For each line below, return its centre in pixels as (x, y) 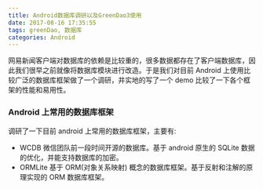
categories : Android (42, 37)
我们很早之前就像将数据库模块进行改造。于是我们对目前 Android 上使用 (129, 71)
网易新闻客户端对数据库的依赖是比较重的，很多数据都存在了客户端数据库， (128, 60)
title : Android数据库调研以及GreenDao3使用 (75, 15)
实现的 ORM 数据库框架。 (68, 176)
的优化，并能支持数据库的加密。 (71, 157)
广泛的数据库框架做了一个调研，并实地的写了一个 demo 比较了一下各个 (129, 80)
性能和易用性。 (46, 90)
